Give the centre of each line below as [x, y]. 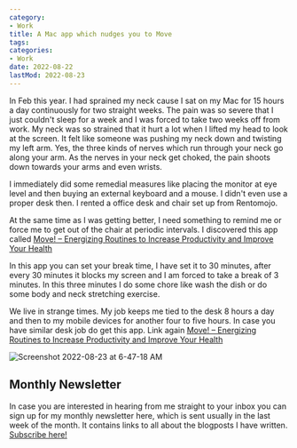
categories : [31, 51]
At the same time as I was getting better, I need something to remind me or [145, 220]
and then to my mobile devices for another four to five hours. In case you [142, 320]
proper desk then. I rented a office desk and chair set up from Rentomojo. [144, 203]
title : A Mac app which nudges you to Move [91, 34]
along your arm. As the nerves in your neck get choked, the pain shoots [140, 157]
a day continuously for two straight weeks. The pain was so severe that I [141, 110]
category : [27, 17]
